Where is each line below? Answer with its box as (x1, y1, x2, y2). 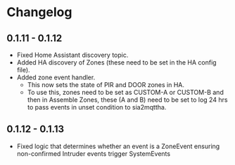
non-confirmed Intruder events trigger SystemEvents (16, 149, 170, 158)
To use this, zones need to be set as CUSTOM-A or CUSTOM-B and (27, 88, 224, 96)
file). (16, 66, 30, 74)
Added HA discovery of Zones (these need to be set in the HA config (16, 58, 217, 67)
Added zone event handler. (16, 73, 96, 81)
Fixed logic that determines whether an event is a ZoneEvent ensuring (16, 142, 220, 150)
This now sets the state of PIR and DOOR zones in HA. (27, 81, 184, 88)
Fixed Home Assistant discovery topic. (16, 51, 129, 59)
